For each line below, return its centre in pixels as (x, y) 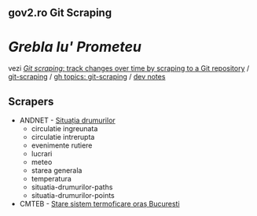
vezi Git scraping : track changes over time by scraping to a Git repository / (129, 68)
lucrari (42, 154)
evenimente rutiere (62, 145)
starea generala (57, 170)
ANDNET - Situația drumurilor (67, 120)
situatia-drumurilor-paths (72, 187)
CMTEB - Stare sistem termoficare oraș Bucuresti (99, 204)
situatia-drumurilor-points (73, 196)
